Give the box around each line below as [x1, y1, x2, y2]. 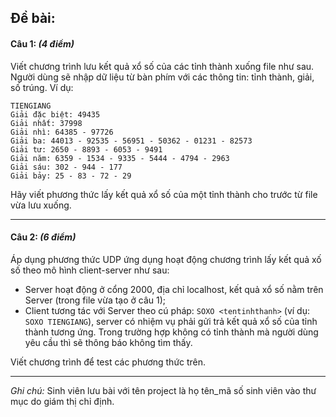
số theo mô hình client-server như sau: [10, 264, 170, 276]
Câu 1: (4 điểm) [10, 37, 75, 50]
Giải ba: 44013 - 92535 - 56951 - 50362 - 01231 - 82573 [10, 136, 253, 146]
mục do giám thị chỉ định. [10, 395, 115, 407]
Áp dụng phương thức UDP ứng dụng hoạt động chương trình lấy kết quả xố [10, 253, 322, 265]
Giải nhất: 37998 [10, 118, 83, 128]
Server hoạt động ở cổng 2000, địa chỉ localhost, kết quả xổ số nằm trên [24, 283, 324, 295]
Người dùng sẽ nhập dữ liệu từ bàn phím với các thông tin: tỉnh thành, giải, [10, 71, 315, 83]
